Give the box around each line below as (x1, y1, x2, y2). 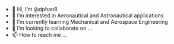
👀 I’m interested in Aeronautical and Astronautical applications (11, 12, 164, 19)
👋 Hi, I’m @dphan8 (11, 6, 58, 12)
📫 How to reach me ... (11, 32, 67, 38)
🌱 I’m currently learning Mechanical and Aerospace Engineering (11, 18, 168, 25)
